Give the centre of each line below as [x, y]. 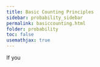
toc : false [20, 35]
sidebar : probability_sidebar [45, 18]
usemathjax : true [28, 40]
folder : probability [33, 29]
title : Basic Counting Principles [50, 12]
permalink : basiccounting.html [46, 23]
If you [14, 58]
